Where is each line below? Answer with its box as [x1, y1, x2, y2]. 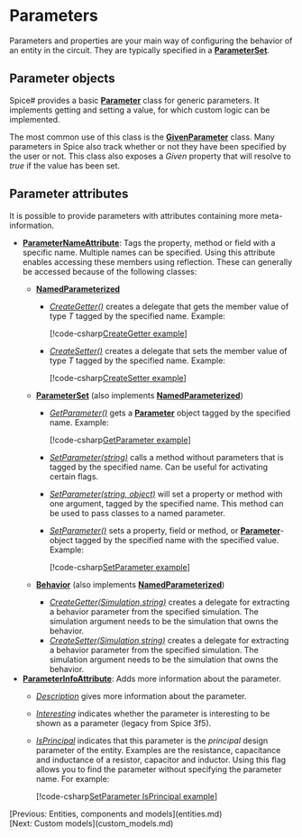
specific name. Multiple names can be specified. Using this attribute [22, 247, 276, 258]
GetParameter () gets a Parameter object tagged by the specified [49, 407, 291, 418]
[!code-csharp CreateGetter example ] [49, 328, 188, 339]
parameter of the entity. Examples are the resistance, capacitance [35, 744, 281, 755]
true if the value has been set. [9, 159, 120, 171]
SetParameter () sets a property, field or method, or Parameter [49, 524, 281, 536]
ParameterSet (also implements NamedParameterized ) [35, 389, 243, 401]
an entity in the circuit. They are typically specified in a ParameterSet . [9, 44, 270, 55]
